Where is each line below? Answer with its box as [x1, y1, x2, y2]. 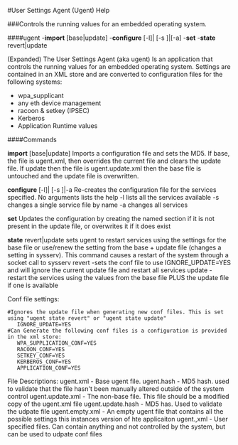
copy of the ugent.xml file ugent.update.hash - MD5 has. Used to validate [7, 400, 222, 408]
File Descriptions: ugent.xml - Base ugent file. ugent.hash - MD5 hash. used [7, 377, 229, 385]
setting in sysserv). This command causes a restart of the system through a [7, 251, 229, 259]
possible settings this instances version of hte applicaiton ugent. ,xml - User [7, 415, 229, 423]
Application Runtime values [17, 122, 98, 130]
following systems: [7, 77, 63, 86]
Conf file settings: [7, 295, 60, 303]
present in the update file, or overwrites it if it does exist [7, 222, 171, 230]
